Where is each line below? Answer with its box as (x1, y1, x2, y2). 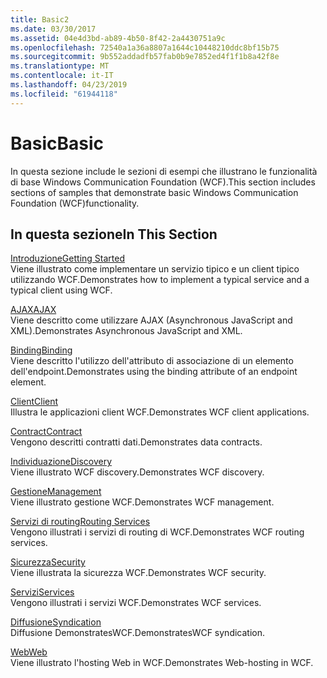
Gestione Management (10, 486, 102, 498)
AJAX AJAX (10, 304, 57, 316)
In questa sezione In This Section (10, 226, 218, 243)
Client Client (10, 396, 59, 408)
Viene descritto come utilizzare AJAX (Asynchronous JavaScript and (10, 314, 293, 326)
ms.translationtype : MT (10, 61, 110, 71)
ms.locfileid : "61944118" (10, 89, 118, 99)
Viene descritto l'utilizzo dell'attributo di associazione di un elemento (10, 355, 294, 367)
